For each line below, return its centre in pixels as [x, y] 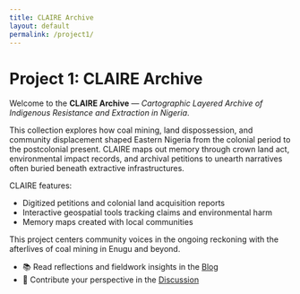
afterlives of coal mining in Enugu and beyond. [95, 249]
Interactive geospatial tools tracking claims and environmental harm [147, 212]
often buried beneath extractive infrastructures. [97, 169]
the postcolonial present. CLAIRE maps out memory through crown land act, [150, 150]
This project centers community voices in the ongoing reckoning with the [144, 239]
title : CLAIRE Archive [51, 17]
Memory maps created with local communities [108, 222]
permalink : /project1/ [51, 34]
